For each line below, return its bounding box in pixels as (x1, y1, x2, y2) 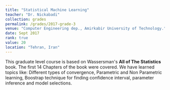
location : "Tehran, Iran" (5, 45, 60, 50)
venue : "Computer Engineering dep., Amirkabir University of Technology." (5, 26, 166, 31)
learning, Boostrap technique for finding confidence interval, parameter (5, 74, 154, 80)
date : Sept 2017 (5, 31, 39, 36)
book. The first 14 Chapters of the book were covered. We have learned (5, 64, 155, 70)
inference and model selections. (5, 80, 72, 86)
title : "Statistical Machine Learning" (5, 7, 90, 13)
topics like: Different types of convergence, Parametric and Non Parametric (5, 69, 162, 75)
